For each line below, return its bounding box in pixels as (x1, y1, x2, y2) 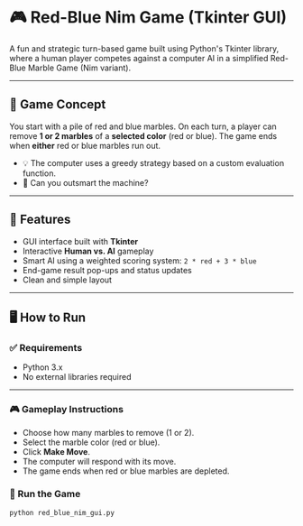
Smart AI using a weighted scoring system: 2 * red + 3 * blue (22, 254, 257, 266)
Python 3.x (22, 362, 63, 373)
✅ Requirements (9, 341, 83, 354)
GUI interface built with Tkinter (22, 235, 139, 246)
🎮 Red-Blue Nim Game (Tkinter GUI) (9, 7, 287, 28)
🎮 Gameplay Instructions (9, 403, 124, 416)
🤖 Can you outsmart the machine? (22, 177, 149, 188)
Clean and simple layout (22, 274, 113, 285)
